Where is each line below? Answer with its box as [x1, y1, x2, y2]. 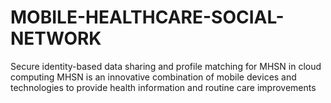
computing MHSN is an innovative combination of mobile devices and [10, 71, 297, 83]
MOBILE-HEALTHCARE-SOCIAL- [10, 6, 285, 29]
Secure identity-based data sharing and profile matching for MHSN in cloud [10, 60, 322, 72]
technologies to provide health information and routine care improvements [10, 81, 317, 93]
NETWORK [10, 27, 102, 50]
